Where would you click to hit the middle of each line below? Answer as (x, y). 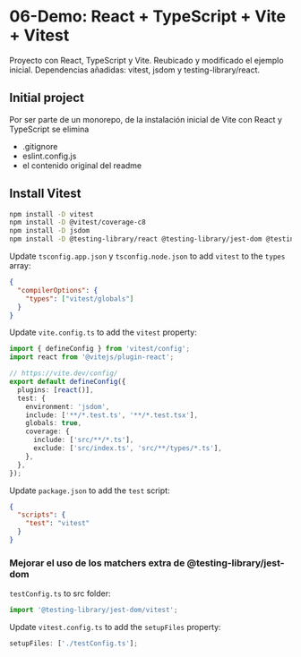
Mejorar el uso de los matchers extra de (97, 563)
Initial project (47, 98)
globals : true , (54, 423)
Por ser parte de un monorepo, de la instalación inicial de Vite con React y (146, 119)
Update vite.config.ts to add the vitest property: (103, 332)
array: (20, 266)
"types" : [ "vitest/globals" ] (80, 299)
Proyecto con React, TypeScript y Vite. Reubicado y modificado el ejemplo (146, 60)
